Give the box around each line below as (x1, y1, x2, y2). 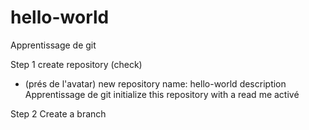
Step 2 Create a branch (10, 107, 107, 120)
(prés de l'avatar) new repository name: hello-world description (24, 77, 287, 90)
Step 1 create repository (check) (10, 58, 143, 70)
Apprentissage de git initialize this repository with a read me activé (24, 88, 300, 100)
